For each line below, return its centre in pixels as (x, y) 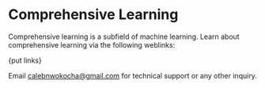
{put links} (25, 60)
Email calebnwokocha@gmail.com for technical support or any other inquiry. (132, 75)
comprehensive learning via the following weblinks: (92, 44)
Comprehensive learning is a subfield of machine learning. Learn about (124, 36)
